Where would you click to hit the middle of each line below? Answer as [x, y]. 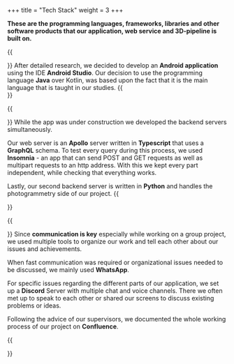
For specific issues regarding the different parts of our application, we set [113, 283]
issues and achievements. [45, 249]
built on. [20, 38]
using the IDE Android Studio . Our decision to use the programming [105, 73]
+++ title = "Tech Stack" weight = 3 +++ [65, 10]
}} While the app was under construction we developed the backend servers [117, 122]
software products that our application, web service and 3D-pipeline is [112, 31]
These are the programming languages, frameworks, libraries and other [114, 23]
